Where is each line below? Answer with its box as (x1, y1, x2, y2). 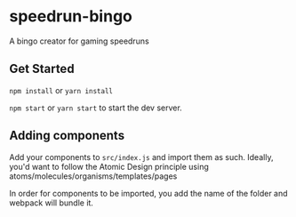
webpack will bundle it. (9, 197, 93, 208)
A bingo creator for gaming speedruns (9, 36, 149, 46)
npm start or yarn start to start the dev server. (9, 102, 182, 113)
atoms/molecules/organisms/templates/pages (9, 171, 178, 181)
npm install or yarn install (9, 84, 114, 95)
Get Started (9, 61, 75, 76)
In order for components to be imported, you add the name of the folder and (9, 188, 288, 198)
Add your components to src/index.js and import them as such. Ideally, (9, 151, 274, 162)
